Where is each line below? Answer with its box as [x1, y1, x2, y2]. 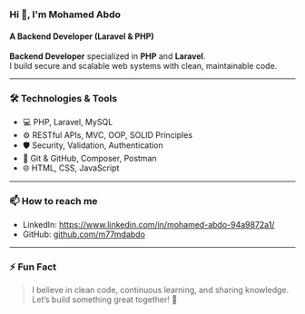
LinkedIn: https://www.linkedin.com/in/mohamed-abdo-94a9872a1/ [22, 219, 275, 230]
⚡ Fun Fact [9, 260, 57, 273]
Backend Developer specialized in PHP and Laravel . [9, 51, 206, 62]
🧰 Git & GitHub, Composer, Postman [22, 153, 157, 164]
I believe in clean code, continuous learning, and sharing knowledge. [31, 285, 289, 296]
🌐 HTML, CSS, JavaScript [22, 162, 120, 173]
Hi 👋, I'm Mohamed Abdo [9, 8, 121, 21]
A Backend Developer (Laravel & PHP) [9, 31, 154, 42]
